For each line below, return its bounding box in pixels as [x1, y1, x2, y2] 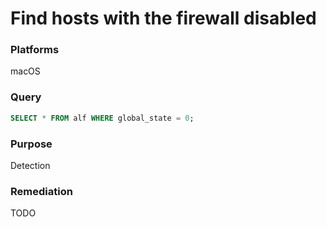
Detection [10, 159, 51, 171]
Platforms [10, 43, 60, 57]
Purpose [10, 137, 53, 151]
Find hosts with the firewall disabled [10, 7, 317, 30]
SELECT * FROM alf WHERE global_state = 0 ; [10, 113, 195, 123]
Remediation [10, 184, 73, 198]
